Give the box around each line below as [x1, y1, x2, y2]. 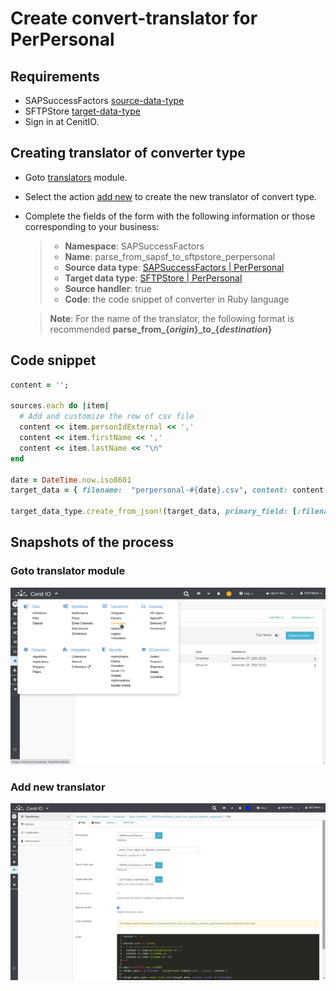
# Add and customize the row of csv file [19, 412, 195, 422]
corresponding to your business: [24, 220, 160, 232]
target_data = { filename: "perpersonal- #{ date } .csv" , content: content [10, 485, 325, 496]
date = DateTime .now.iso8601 [10, 475, 132, 485]
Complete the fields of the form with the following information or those [24, 210, 316, 222]
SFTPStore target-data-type [24, 105, 141, 117]
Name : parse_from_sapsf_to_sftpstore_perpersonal [64, 250, 276, 262]
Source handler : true [64, 282, 152, 294]
